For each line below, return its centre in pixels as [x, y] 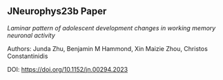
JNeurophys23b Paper [57, 11]
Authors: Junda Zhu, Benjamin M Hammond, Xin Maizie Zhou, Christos [108, 48]
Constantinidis [28, 56]
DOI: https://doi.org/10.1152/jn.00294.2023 [68, 69]
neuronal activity [31, 35]
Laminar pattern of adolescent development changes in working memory [111, 28]
